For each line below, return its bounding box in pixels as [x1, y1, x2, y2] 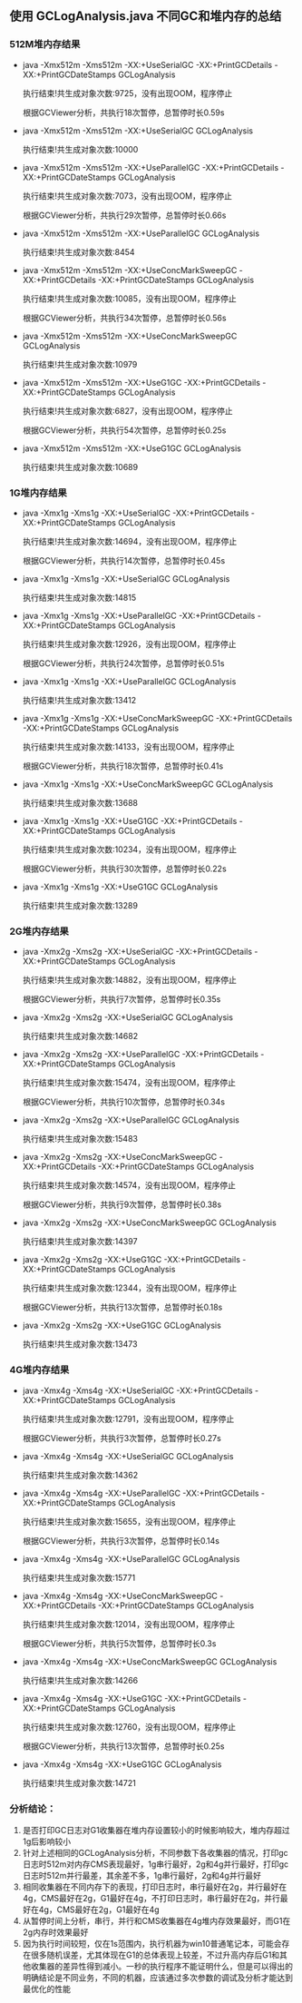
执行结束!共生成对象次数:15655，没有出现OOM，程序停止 [22, 1516, 237, 1527]
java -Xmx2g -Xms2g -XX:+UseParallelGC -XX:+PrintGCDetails [22, 1049, 258, 1060]
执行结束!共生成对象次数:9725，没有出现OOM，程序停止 [22, 87, 233, 98]
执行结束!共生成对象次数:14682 [22, 1031, 139, 1042]
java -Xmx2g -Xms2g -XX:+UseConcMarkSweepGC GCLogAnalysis [22, 1217, 277, 1228]
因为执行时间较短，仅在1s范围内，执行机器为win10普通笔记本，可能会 [22, 1938, 282, 1949]
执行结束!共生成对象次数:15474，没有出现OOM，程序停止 [22, 1077, 237, 1088]
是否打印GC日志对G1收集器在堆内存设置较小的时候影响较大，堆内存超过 [22, 1824, 290, 1835]
